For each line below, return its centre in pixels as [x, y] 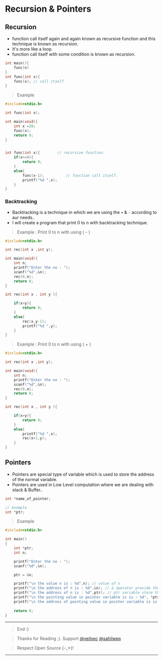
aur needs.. [23, 217]
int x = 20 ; [25, 126]
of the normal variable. [35, 479]
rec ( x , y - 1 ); [35, 321]
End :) [23, 629]
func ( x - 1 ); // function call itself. [70, 175]
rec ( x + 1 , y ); [35, 438]
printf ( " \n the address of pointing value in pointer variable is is [86, 602]
